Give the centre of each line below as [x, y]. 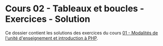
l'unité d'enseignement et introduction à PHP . [52, 38]
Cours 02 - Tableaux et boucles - [75, 9]
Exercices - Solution [48, 19]
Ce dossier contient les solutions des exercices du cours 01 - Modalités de [81, 33]
